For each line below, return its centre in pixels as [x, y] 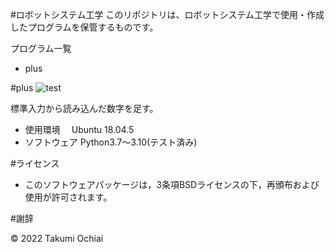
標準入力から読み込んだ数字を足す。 [84, 108]
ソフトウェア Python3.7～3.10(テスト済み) [111, 142]
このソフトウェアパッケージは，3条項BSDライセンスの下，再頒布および [172, 184]
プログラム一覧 [41, 48]
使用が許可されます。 [68, 197]
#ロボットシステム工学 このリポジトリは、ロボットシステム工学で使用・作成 [167, 14]
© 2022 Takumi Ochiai [57, 238]
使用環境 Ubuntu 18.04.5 [79, 129]
